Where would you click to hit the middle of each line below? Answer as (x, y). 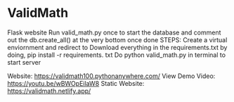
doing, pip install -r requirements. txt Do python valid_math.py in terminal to (117, 55)
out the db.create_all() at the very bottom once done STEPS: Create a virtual (117, 39)
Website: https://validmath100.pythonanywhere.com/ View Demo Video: (111, 76)
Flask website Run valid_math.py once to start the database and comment (114, 32)
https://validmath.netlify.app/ (49, 91)
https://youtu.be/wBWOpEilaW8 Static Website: (76, 83)
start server (24, 62)
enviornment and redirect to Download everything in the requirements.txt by (117, 47)
